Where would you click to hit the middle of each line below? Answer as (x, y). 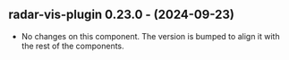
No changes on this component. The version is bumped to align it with (150, 36)
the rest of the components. (72, 46)
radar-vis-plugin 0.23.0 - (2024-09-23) (121, 15)
